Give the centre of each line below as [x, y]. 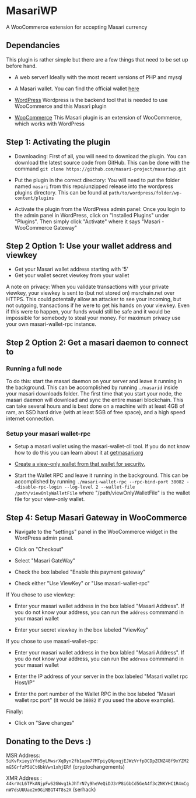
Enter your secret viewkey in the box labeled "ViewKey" [81, 630]
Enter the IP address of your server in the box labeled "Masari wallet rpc [101, 676]
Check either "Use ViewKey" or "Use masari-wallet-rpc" [82, 584]
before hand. [22, 66]
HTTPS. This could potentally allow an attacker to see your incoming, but [94, 299]
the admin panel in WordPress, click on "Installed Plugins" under [92, 215]
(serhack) [84, 789]
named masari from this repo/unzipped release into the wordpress [94, 186]
